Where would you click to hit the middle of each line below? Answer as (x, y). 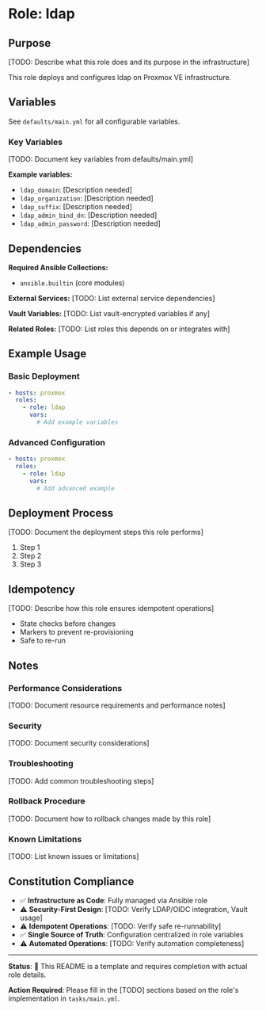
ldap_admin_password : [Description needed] (90, 223)
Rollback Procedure (47, 801)
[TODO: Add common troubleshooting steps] (81, 780)
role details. (27, 975)
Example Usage (47, 354)
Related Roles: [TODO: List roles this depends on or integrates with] (119, 329)
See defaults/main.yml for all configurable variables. (94, 121)
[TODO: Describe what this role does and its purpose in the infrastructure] (129, 62)
